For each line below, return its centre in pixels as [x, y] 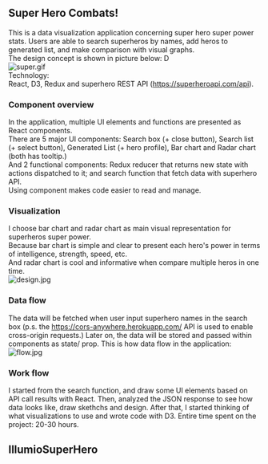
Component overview [51, 104]
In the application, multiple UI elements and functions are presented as [125, 122]
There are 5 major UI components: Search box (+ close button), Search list [131, 139]
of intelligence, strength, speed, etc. [68, 254]
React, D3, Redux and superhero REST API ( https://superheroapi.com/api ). [131, 83]
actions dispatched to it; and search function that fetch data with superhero [133, 173]
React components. [40, 131]
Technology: [29, 75]
